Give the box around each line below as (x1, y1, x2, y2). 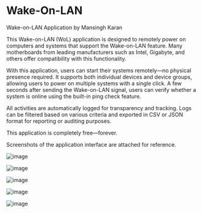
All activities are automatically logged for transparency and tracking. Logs (6, 104, 192, 111)
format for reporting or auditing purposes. (6, 117, 112, 125)
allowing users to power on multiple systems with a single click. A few (6, 80, 182, 87)
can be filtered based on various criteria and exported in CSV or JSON (6, 111, 183, 118)
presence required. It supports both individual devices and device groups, (6, 73, 192, 80)
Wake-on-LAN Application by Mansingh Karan (6, 24, 123, 31)
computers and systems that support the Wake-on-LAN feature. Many (6, 42, 183, 49)
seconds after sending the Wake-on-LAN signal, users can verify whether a (6, 86, 197, 93)
